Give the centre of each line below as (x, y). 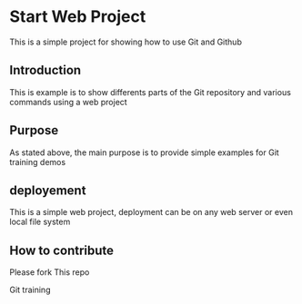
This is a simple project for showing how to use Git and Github (126, 42)
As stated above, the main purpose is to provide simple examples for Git (144, 152)
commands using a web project (68, 102)
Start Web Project (78, 17)
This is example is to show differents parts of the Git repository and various (150, 92)
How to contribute (62, 250)
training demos (38, 162)
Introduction (45, 70)
